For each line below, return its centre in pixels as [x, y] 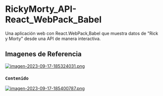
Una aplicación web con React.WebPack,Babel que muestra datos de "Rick [82, 33]
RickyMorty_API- [41, 9]
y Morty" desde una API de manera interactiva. [53, 39]
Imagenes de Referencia [43, 54]
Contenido [17, 78]
